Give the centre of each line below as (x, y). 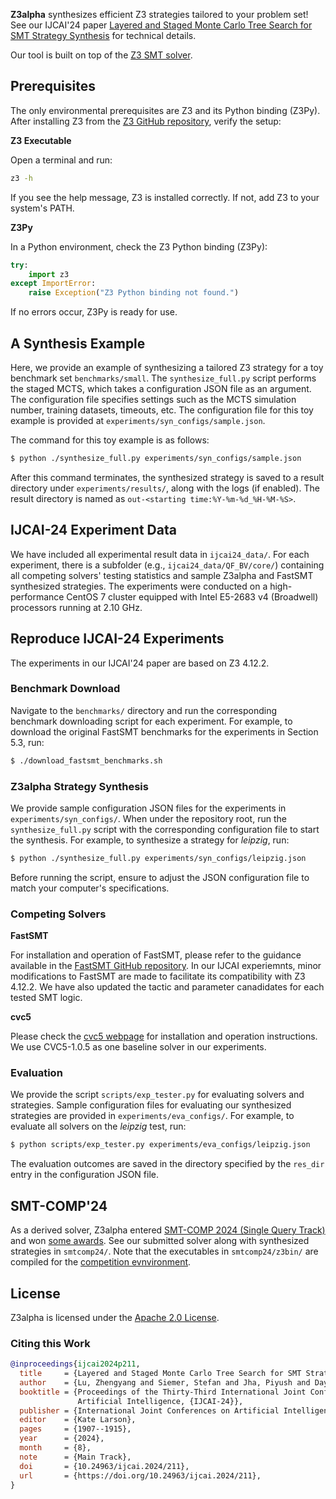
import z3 (49, 274)
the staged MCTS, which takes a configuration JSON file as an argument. (161, 388)
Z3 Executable (41, 140)
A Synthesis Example (78, 343)
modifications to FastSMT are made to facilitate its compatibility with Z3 (158, 976)
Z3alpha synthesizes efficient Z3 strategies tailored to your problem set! (159, 14)
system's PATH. (42, 208)
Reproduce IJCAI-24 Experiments (117, 639)
